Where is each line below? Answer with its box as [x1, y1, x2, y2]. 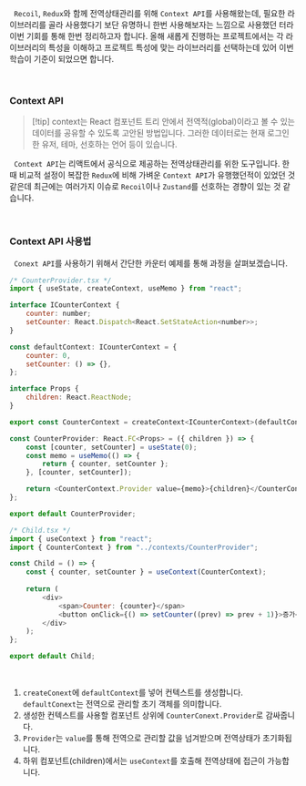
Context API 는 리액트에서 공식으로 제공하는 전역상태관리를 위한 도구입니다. [13, 158, 280, 169]
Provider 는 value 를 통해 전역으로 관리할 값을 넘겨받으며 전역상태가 [22, 732, 261, 744]
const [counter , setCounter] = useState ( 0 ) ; [25, 443, 198, 452]
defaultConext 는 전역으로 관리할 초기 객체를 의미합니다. [22, 699, 222, 709]
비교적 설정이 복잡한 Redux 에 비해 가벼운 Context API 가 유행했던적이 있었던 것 [18, 169, 296, 180]
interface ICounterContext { [9, 301, 120, 310]
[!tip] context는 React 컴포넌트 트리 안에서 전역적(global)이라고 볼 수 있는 [31, 117, 296, 128]
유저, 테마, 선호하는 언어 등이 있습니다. [41, 139, 178, 150]
